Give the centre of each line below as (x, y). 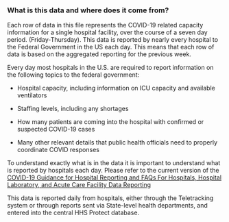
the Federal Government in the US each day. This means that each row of (111, 47)
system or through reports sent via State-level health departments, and (107, 206)
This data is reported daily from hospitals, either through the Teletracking (110, 198)
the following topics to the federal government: (73, 75)
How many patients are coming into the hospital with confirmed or (110, 122)
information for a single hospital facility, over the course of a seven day (107, 32)
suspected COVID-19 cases (56, 129)
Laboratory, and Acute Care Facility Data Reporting (79, 185)
